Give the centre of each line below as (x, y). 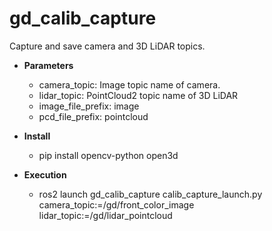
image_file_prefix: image (89, 106)
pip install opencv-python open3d (108, 155)
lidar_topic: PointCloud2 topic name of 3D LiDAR (138, 95)
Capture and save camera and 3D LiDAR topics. (107, 46)
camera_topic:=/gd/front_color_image (116, 204)
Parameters (48, 65)
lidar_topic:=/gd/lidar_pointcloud (105, 215)
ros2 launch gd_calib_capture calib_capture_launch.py (150, 194)
